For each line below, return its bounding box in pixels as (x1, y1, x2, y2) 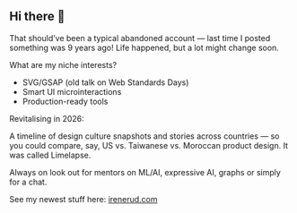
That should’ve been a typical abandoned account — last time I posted (9, 32, 271, 43)
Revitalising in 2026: (9, 113, 85, 124)
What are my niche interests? (9, 59, 118, 70)
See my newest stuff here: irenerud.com (9, 193, 159, 204)
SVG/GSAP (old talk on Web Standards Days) (22, 77, 189, 88)
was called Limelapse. (9, 149, 92, 160)
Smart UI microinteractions (22, 86, 122, 97)
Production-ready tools (22, 96, 109, 106)
